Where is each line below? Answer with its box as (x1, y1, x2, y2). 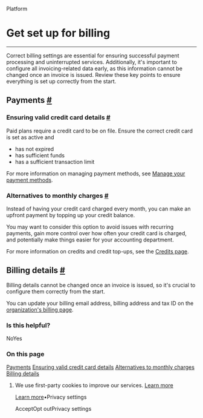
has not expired (14, 145, 54, 152)
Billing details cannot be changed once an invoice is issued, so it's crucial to (6, 281, 196, 289)
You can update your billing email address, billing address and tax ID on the (6, 299, 194, 307)
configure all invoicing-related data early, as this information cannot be (6, 65, 183, 72)
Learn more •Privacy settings (14, 393, 87, 401)
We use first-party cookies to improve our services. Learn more (14, 382, 173, 389)
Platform (6, 5, 28, 12)
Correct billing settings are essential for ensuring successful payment (6, 51, 179, 59)
